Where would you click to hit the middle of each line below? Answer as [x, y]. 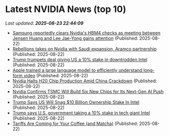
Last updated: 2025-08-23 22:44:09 [45, 23]
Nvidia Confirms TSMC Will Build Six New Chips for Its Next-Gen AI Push [88, 91]
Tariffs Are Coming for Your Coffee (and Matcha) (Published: [75, 123]
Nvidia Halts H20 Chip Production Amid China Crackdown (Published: [84, 81]
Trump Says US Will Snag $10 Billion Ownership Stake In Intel [76, 102]
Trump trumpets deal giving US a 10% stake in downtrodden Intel [80, 59]
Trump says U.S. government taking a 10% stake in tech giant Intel [81, 113]
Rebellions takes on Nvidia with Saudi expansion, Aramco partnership [84, 49]
